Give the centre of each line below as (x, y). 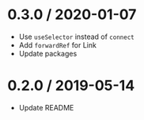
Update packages (48, 53)
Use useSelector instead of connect (77, 37)
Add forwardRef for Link (57, 45)
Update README (46, 107)
